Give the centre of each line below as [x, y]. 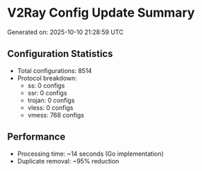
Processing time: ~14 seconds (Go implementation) [91, 154]
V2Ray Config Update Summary [101, 13]
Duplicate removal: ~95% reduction [68, 161]
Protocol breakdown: [47, 78]
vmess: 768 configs [56, 115]
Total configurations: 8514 [54, 70]
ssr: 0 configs [47, 92]
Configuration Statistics [60, 54]
